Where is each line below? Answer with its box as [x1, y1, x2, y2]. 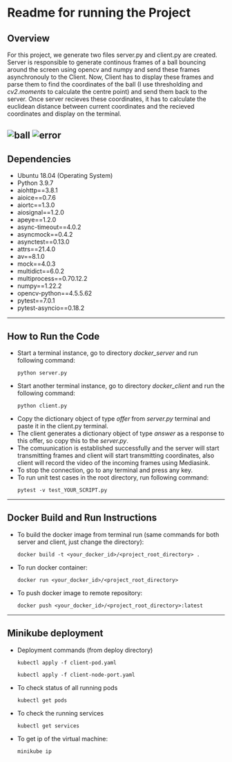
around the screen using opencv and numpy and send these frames [7, 66, 200, 73]
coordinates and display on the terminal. [7, 109, 122, 118]
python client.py [17, 403, 68, 410]
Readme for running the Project [7, 5, 191, 21]
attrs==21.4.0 [17, 245, 56, 253]
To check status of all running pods [17, 683, 118, 691]
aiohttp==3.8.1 [17, 186, 58, 194]
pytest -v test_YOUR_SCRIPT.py [17, 487, 108, 494]
